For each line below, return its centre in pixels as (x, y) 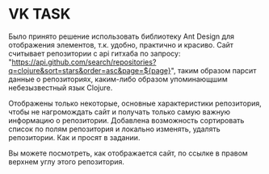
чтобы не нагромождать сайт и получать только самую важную (120, 112)
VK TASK (40, 14)
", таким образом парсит (214, 70)
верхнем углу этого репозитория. (67, 161)
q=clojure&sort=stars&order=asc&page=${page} (90, 70)
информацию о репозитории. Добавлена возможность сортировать (126, 120)
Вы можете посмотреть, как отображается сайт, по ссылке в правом (128, 153)
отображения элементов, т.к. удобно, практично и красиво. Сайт (121, 44)
